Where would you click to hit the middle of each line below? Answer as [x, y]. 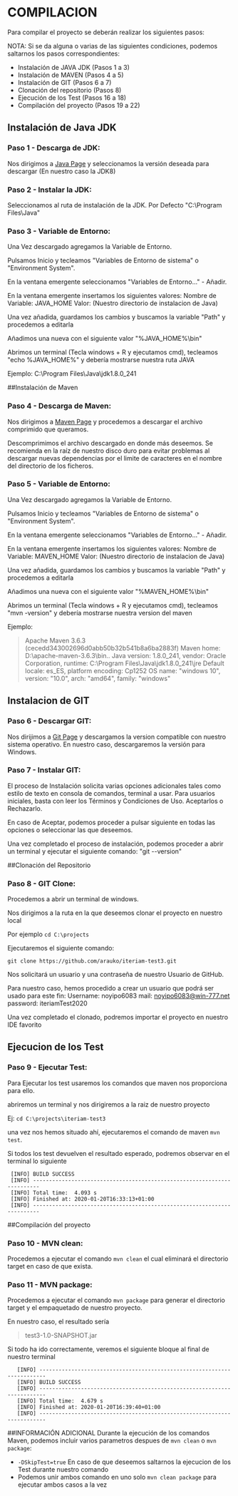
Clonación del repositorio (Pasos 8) [69, 90]
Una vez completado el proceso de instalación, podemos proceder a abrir [115, 844]
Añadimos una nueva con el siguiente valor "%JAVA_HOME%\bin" [105, 339]
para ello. [21, 1090]
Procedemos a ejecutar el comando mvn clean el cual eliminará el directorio [118, 1259]
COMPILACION [52, 12]
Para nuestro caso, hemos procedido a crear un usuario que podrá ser [111, 988]
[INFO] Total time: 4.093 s [54, 1193]
